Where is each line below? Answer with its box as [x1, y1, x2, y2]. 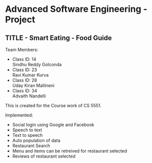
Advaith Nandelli [12, 93, 46, 99]
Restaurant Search [12, 143, 50, 149]
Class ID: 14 [12, 56, 37, 62]
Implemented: [5, 112, 34, 118]
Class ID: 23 [12, 67, 38, 73]
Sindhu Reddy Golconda [12, 62, 62, 67]
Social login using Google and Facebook [12, 122, 95, 127]
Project [5, 14, 36, 25]
